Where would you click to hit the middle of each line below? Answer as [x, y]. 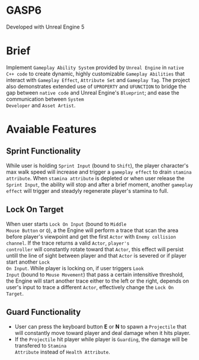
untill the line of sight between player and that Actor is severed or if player [96, 255]
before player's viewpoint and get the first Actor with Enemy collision [91, 236]
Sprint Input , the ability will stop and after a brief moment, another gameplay [99, 184]
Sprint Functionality [44, 151]
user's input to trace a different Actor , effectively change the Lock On [90, 287]
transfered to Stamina [41, 345]
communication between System [45, 99]
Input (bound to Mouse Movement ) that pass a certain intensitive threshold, [95, 274]
